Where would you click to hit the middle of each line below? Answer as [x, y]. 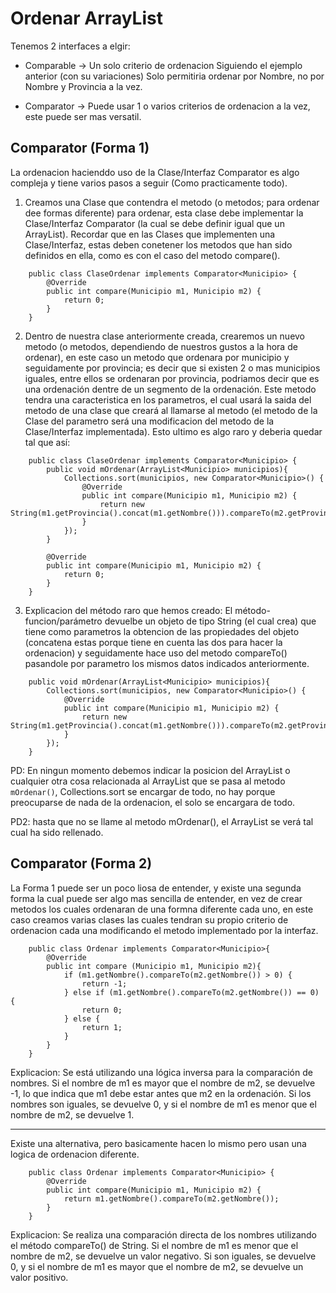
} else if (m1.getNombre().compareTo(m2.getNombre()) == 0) [191, 992]
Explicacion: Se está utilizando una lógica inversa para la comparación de [161, 1072]
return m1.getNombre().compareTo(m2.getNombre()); [171, 1198]
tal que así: [47, 442]
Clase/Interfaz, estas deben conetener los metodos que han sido [158, 244]
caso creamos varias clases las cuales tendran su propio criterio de [149, 919]
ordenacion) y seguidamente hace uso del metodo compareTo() [156, 653]
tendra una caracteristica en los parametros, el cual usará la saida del [168, 399]
